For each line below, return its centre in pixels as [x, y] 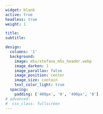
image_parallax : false [38, 71]
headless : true [21, 19]
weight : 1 [16, 24]
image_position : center [40, 75]
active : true [19, 15]
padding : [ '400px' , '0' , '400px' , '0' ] [57, 94]
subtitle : [16, 38]
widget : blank [20, 10]
